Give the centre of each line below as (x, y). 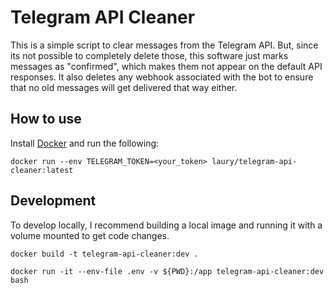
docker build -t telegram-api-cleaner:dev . (104, 254)
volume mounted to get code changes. (90, 235)
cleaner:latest (42, 170)
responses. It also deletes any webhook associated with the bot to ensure (162, 77)
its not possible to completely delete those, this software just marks (149, 55)
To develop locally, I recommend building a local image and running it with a (166, 225)
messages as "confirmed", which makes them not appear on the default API (166, 66)
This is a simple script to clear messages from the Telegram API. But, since (164, 45)
